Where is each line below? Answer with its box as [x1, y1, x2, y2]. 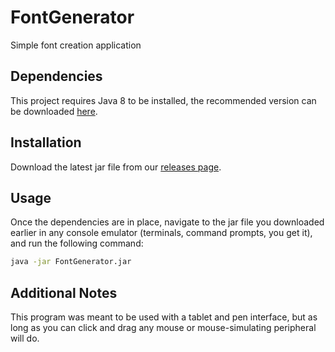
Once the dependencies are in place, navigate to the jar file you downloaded [10, 216, 325, 228]
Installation [10, 134, 82, 151]
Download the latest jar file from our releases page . [10, 161, 222, 173]
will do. [10, 332, 40, 345]
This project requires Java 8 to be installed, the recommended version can [10, 94, 317, 106]
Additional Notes [10, 284, 118, 301]
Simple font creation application [10, 39, 142, 51]
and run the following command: [10, 237, 144, 250]
